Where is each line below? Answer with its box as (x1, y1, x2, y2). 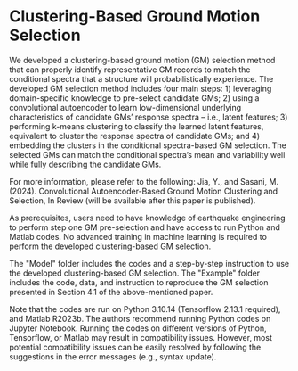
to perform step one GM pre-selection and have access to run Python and (9, 221, 280, 233)
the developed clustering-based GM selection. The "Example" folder (9, 268, 261, 278)
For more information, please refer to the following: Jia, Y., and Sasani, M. (9, 176, 278, 186)
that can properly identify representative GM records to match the (9, 64, 251, 75)
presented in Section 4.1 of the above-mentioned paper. (9, 286, 213, 297)
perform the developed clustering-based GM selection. (9, 241, 212, 251)
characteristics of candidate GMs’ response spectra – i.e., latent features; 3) (9, 111, 288, 122)
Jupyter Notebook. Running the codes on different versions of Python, (9, 323, 267, 334)
